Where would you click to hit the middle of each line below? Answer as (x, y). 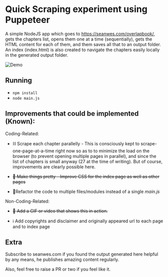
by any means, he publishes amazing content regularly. (62, 259)
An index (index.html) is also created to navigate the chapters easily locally (82, 50)
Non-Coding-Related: (27, 201)
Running (19, 80)
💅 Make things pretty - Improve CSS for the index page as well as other (86, 176)
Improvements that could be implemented (72, 114)
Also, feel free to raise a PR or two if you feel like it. (58, 269)
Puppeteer (28, 20)
